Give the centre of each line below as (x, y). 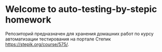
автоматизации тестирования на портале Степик (58, 39)
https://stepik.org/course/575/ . (37, 44)
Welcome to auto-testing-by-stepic (81, 9)
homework (28, 20)
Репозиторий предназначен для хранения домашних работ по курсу (79, 33)
